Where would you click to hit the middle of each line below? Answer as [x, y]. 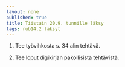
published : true [27, 18]
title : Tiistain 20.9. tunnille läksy [55, 23]
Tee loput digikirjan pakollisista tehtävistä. [67, 57]
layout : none [23, 12]
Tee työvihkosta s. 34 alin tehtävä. [58, 46]
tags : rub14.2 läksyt [34, 29]
